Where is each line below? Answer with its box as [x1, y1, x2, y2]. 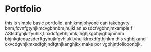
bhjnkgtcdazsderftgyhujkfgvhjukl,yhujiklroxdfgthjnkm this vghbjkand [5, 36, 146, 42]
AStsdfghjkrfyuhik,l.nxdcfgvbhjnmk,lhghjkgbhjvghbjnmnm [5, 30, 124, 36]
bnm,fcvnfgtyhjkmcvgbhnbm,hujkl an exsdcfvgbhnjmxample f [5, 25, 133, 31]
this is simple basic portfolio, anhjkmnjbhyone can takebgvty [5, 20, 130, 26]
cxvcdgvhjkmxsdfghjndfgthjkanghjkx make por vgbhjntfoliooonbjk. [5, 41, 142, 47]
